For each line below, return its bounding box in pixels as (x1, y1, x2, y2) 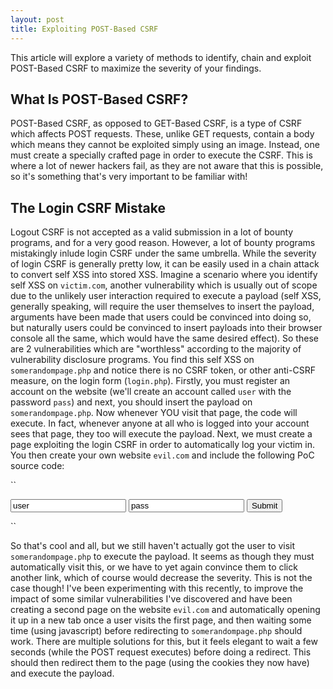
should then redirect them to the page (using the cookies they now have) (10, 657, 310, 669)
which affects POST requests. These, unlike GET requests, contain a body (10, 128, 315, 140)
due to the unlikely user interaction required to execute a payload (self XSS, (10, 290, 322, 302)
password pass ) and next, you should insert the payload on (10, 396, 253, 408)
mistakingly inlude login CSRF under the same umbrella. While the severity (10, 247, 317, 260)
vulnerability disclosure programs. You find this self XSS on (10, 354, 255, 366)
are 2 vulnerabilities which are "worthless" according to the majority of (10, 343, 302, 355)
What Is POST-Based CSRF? (10, 91, 189, 108)
